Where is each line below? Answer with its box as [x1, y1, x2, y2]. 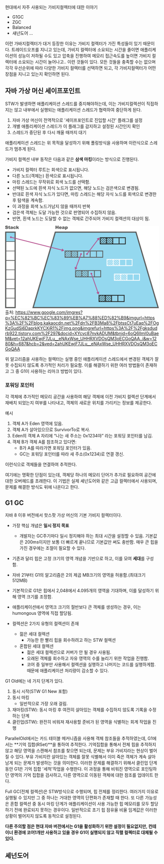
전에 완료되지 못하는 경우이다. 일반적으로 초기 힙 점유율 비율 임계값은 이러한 [14, 807, 158, 813]
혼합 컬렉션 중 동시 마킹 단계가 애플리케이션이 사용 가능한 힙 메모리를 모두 [10, 801, 150, 807]
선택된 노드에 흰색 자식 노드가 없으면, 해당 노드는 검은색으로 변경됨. [12, 185, 140, 191]
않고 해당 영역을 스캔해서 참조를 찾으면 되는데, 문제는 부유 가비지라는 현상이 [5, 748, 148, 754]
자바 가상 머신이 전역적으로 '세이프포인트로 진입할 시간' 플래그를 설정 [12, 117, 143, 123]
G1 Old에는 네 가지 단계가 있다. [5, 678, 64, 684]
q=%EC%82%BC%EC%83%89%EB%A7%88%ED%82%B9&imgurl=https [5, 315, 155, 321]
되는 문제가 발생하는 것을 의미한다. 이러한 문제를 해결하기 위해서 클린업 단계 [14, 760, 158, 766]
